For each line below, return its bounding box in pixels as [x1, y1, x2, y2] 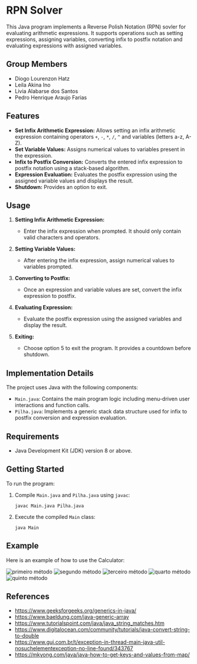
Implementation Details [6, 368, 94, 378]
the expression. [14, 152, 53, 159]
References [6, 592, 50, 602]
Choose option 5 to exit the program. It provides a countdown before [23, 345, 191, 352]
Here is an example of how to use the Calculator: [6, 556, 125, 563]
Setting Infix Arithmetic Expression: [14, 216, 105, 223]
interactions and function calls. [14, 402, 91, 409]
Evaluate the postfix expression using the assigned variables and [23, 315, 182, 323]
